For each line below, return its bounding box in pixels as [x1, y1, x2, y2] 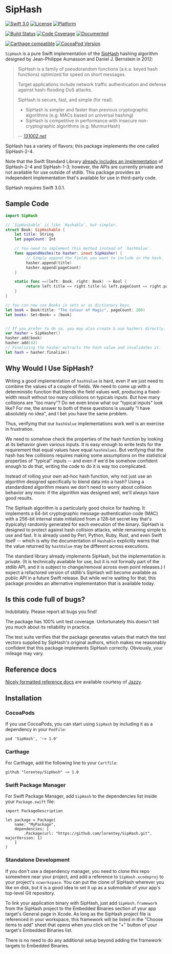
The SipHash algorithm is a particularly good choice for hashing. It [5, 505, 145, 511]
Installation [5, 694, 42, 702]
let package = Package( [5, 817, 56, 823]
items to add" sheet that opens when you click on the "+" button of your [5, 922, 158, 928]
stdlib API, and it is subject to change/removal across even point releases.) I [5, 564, 165, 570]
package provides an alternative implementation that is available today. [5, 580, 155, 586]
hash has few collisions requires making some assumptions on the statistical [5, 452, 166, 458]
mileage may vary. [5, 651, 45, 657]
